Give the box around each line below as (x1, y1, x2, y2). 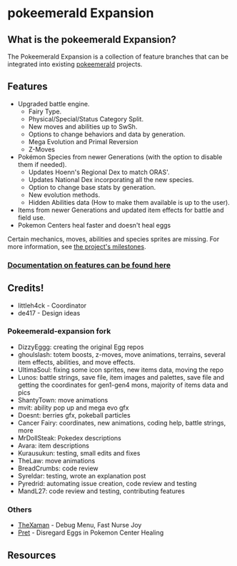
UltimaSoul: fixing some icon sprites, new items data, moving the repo (17, 365, 223, 374)
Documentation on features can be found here (7, 260, 171, 270)
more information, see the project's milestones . (7, 242, 146, 251)
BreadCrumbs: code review (17, 464, 99, 472)
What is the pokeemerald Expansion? (7, 34, 177, 46)
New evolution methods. (28, 191, 101, 199)
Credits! (7, 282, 44, 294)
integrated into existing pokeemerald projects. (7, 60, 143, 69)
